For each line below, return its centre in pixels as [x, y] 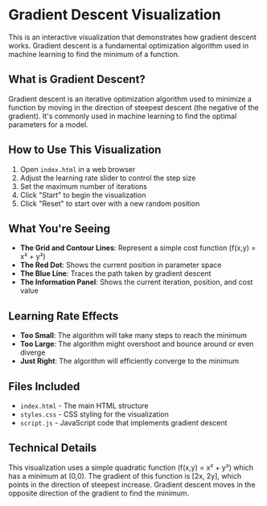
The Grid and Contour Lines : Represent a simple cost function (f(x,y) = [138, 248]
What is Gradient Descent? [77, 79]
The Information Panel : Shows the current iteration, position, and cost [136, 282]
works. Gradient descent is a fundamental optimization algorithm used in [129, 45]
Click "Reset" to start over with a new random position [110, 204]
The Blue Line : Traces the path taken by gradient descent [115, 274]
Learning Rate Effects [64, 316]
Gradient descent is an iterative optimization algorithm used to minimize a [130, 99]
